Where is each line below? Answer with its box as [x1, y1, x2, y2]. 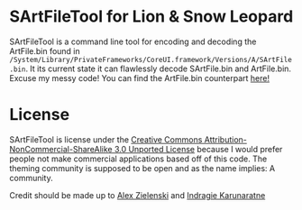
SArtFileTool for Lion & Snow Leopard [9, 6, 294, 27]
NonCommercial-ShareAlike [9, 143, 113, 154]
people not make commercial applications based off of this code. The [9, 153, 268, 164]
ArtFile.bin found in [9, 45, 81, 56]
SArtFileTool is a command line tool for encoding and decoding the [9, 36, 257, 47]
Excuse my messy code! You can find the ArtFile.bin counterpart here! [9, 72, 270, 83]
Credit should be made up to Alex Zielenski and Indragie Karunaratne [9, 189, 266, 200]
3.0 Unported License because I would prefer [114, 143, 283, 154]
